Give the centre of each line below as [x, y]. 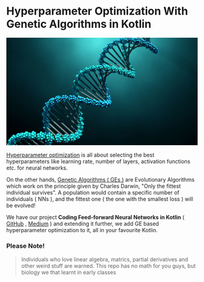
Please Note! [25, 246]
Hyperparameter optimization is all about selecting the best [80, 155]
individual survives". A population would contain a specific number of [93, 193]
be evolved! [21, 205]
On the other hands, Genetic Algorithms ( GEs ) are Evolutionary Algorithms [100, 180]
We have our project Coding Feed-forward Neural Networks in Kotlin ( [96, 218]
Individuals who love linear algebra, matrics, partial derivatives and [104, 259]
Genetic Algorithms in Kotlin [79, 24]
